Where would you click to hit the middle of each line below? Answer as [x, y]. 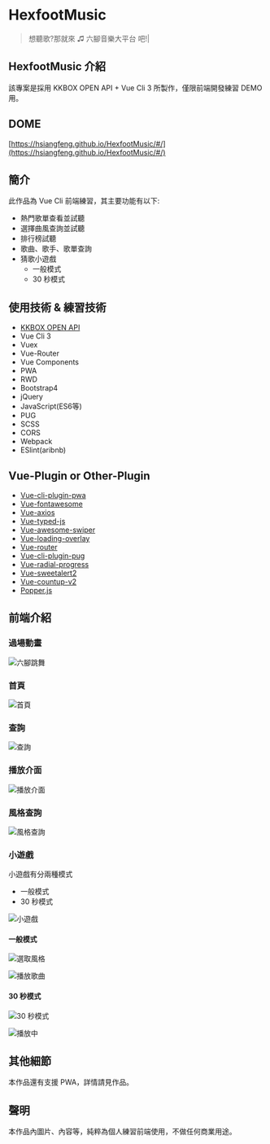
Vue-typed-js [43, 521]
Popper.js [36, 590]
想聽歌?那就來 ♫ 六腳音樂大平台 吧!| [89, 38]
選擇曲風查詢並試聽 [52, 229]
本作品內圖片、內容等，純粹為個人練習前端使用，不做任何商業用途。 [122, 1132]
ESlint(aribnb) [43, 450]
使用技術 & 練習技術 [58, 307]
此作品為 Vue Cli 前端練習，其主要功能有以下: [84, 201]
